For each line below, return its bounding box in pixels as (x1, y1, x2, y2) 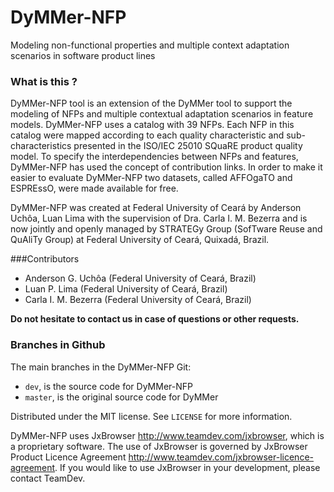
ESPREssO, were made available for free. (10, 182, 179, 195)
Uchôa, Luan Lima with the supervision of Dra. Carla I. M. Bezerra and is (10, 212, 308, 225)
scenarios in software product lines (10, 49, 156, 61)
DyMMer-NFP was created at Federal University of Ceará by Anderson (10, 202, 302, 214)
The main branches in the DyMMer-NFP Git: (10, 361, 192, 373)
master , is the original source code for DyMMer (24, 391, 219, 403)
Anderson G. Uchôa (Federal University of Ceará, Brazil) (24, 272, 257, 285)
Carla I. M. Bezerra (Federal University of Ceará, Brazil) (24, 294, 252, 306)
